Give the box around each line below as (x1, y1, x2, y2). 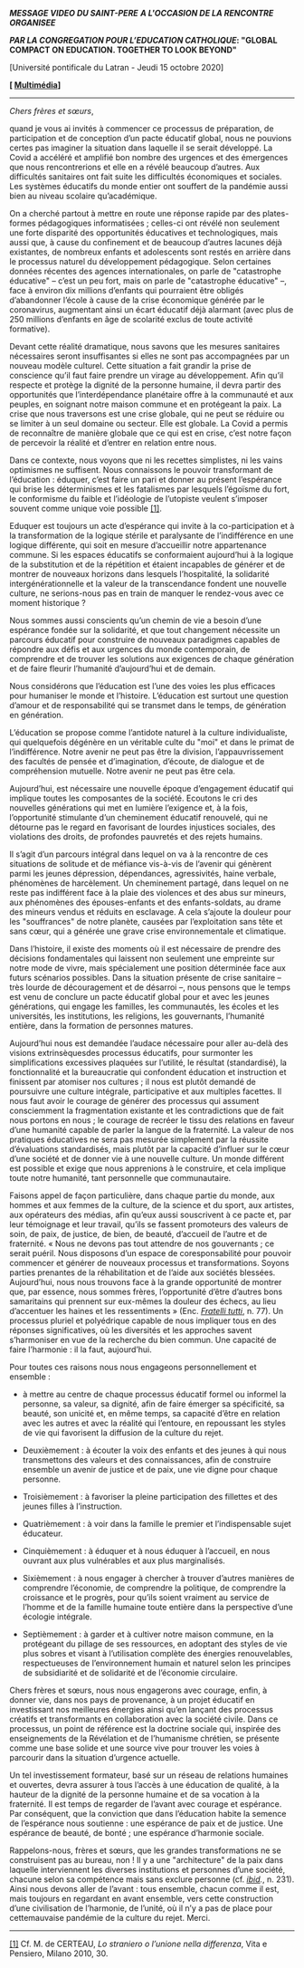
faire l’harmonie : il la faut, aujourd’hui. (9, 1344, 152, 1355)
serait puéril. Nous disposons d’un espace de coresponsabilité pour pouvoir (9, 1248, 292, 1258)
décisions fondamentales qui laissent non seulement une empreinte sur (9, 953, 275, 964)
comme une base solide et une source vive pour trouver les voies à (9, 1742, 260, 1753)
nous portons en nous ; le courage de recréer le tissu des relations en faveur (9, 1115, 295, 1126)
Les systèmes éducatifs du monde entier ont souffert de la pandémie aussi (9, 181, 289, 191)
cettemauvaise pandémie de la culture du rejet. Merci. (9, 1913, 211, 1923)
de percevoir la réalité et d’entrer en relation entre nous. (9, 437, 217, 447)
